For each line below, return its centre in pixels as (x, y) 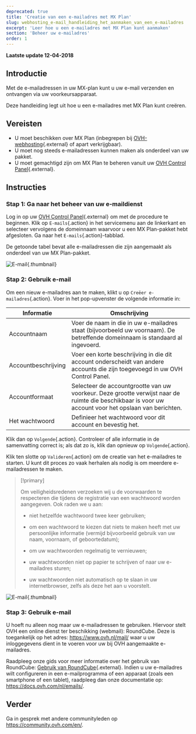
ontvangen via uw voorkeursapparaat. (52, 94)
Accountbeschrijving (37, 365)
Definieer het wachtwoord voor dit (118, 417)
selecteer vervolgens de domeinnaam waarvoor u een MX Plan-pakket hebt (97, 229)
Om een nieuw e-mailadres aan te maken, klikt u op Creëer (76, 292)
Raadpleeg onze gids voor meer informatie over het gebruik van (83, 661)
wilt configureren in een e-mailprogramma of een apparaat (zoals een (90, 673)
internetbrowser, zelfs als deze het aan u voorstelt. (90, 585)
